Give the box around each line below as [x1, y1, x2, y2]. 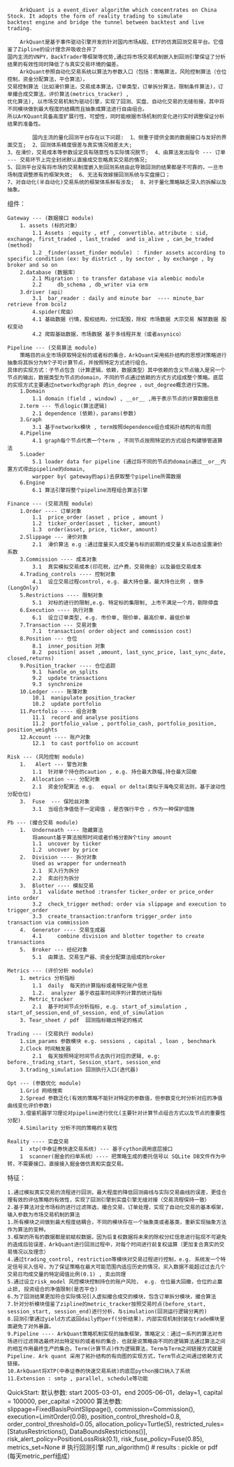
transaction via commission [7, 919, 89, 926]
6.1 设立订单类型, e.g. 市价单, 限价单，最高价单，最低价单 [32, 614, 191, 621]
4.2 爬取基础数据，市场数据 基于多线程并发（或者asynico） [32, 331, 184, 338]
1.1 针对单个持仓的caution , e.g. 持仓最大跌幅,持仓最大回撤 [32, 768, 197, 775]
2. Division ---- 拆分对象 [20, 854, 98, 861]
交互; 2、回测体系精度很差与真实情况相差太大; [12, 142, 133, 149]
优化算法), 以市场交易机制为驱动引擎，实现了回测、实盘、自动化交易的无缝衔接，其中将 [7, 98, 225, 105]
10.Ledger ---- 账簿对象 [20, 688, 88, 695]
